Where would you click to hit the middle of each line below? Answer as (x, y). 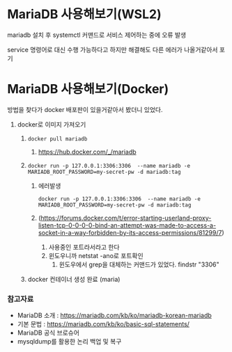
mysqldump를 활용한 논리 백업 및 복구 (69, 342)
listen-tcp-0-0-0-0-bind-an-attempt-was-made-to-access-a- (127, 225)
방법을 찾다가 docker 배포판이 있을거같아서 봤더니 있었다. (85, 109)
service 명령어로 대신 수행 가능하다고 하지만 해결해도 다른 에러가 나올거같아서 (113, 49)
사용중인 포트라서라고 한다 (84, 247)
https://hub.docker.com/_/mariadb (87, 152)
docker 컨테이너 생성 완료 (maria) (74, 279)
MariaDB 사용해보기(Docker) (88, 89)
